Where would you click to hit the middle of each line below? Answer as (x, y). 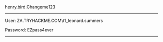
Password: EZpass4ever (29, 30)
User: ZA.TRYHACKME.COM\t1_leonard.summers (54, 21)
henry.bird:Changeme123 (30, 7)
